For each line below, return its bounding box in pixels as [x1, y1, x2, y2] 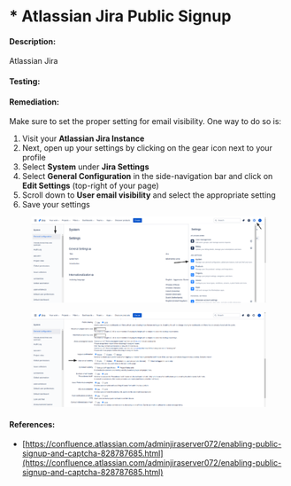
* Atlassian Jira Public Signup [9, 6, 232, 27]
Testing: [9, 75, 41, 86]
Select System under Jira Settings [21, 161, 149, 172]
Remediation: [9, 96, 60, 107]
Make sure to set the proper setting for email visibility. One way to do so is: [9, 116, 281, 127]
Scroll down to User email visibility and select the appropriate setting [21, 190, 276, 200]
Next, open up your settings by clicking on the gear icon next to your [21, 143, 272, 153]
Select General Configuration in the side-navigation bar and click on [21, 171, 273, 182]
